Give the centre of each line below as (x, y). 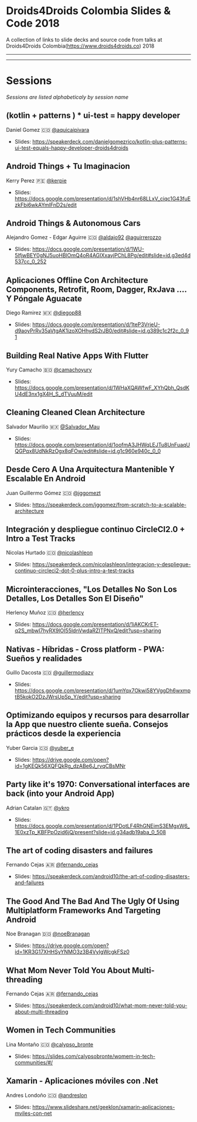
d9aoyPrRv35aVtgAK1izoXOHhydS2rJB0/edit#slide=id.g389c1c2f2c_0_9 (102, 331)
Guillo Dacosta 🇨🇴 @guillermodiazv (50, 673)
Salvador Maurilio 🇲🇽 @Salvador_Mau (53, 426)
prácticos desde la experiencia (64, 734)
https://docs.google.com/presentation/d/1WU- (88, 249)
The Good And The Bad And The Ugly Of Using (93, 901)
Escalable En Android (46, 479)
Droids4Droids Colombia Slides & (89, 11)
